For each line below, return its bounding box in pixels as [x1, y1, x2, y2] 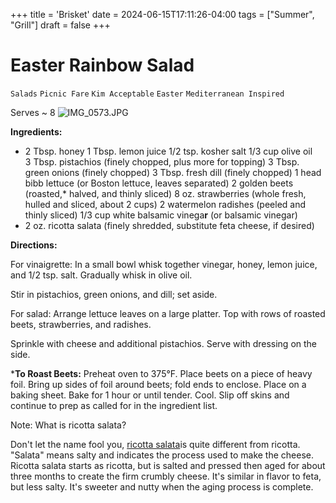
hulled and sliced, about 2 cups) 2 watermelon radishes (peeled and [24, 198, 307, 210]
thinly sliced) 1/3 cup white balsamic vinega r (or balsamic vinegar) [24, 209, 298, 221]
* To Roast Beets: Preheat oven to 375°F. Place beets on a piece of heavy [10, 367, 313, 379]
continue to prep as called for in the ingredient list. [10, 399, 218, 411]
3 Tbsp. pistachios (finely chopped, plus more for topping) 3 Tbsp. [24, 155, 300, 168]
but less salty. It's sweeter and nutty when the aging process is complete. [10, 480, 314, 493]
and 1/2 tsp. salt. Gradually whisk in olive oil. [10, 269, 193, 281]
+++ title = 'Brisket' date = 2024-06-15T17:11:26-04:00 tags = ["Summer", [10, 9, 315, 20]
